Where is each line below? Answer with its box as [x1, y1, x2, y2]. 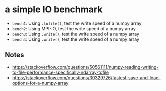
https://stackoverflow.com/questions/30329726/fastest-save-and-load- [12, 74, 161, 81]
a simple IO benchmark [5, 4, 103, 15]
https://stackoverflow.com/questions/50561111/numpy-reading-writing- [12, 64, 159, 70]
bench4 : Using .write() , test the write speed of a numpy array [12, 36, 140, 42]
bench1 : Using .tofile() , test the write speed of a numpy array [12, 20, 142, 26]
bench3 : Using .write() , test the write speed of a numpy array [12, 31, 140, 37]
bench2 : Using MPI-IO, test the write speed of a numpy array [12, 25, 136, 31]
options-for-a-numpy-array [12, 80, 69, 86]
